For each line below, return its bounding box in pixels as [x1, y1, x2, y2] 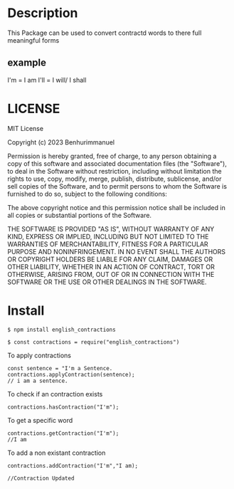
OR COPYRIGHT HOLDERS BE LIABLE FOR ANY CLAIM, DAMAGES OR [7, 255, 213, 263]
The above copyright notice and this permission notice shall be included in [7, 203, 225, 211]
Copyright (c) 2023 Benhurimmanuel [7, 137, 115, 147]
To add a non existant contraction [7, 448, 106, 457]
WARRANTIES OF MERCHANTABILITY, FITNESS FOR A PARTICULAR [7, 240, 208, 248]
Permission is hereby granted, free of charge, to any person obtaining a [7, 152, 217, 160]
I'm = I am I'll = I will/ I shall [7, 75, 87, 84]
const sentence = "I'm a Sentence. [7, 364, 113, 372]
